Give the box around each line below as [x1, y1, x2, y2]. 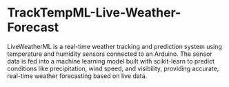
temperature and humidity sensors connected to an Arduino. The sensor [7, 50, 212, 58]
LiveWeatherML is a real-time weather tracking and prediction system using [7, 42, 222, 50]
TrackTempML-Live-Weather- [7, 5, 181, 21]
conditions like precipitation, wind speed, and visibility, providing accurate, [7, 64, 219, 72]
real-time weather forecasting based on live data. [7, 71, 148, 80]
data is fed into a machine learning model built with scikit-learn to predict [7, 57, 215, 65]
